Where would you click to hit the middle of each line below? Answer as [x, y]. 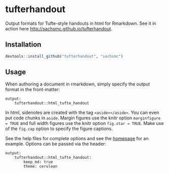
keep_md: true [38, 162]
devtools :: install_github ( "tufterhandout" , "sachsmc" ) [64, 56]
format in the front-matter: [33, 90]
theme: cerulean [40, 166]
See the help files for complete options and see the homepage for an [77, 139]
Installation [23, 45]
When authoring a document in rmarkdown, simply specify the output [78, 84]
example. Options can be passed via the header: [56, 144]
